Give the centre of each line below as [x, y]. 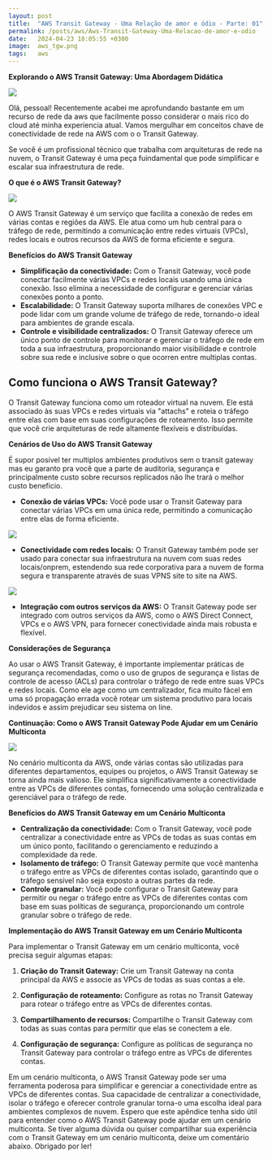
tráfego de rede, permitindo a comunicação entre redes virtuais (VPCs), [128, 231]
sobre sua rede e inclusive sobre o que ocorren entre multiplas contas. [138, 357]
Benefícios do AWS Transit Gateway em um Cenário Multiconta [117, 813]
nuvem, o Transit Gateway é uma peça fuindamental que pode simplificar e [134, 158]
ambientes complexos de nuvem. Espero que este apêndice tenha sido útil [133, 1111]
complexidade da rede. [58, 854]
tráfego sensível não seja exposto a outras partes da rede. [117, 880]
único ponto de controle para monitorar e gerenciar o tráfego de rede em [142, 340]
